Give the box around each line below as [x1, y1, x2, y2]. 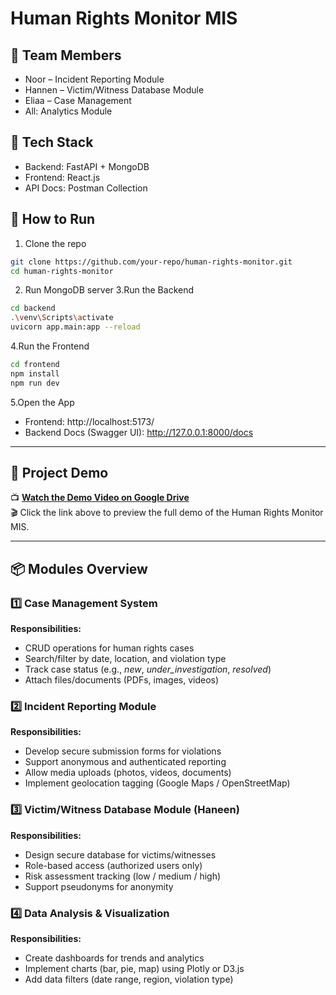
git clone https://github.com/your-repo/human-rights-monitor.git [10, 257, 293, 267]
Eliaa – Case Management [24, 95, 132, 106]
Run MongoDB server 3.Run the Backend [24, 284, 195, 296]
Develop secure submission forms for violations [24, 745, 222, 757]
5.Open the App [10, 396, 75, 408]
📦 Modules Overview [10, 560, 148, 577]
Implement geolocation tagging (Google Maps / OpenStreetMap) [24, 777, 291, 789]
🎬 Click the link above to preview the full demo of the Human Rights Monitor [10, 507, 324, 519]
